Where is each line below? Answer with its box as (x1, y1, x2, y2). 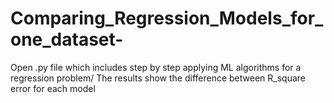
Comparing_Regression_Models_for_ (10, 7, 324, 30)
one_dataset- (10, 28, 124, 51)
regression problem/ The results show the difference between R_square (10, 72, 307, 84)
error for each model (10, 82, 96, 94)
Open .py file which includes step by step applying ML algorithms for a (10, 61, 302, 73)
